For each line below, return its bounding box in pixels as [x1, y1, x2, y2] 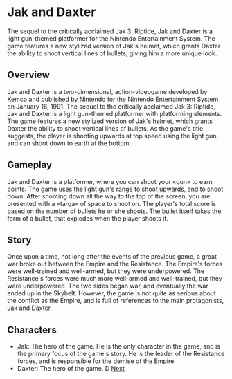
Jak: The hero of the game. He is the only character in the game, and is [17, 342, 220, 351]
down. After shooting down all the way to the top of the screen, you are [7, 192, 211, 201]
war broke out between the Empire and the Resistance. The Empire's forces [7, 260, 223, 268]
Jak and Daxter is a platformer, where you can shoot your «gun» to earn [7, 177, 213, 185]
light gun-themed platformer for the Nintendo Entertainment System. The [7, 34, 216, 42]
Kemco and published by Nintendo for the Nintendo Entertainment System [7, 95, 219, 103]
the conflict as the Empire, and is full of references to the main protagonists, [7, 297, 224, 305]
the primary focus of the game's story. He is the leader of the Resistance [17, 350, 225, 358]
